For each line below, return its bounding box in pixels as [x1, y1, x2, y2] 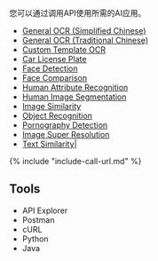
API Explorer [21, 205, 68, 216]
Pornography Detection [21, 120, 108, 130]
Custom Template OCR [21, 44, 107, 55]
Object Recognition [21, 110, 93, 121]
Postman [21, 214, 55, 225]
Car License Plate [21, 54, 87, 64]
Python [21, 233, 49, 244]
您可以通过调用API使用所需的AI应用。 [9, 8, 146, 18]
